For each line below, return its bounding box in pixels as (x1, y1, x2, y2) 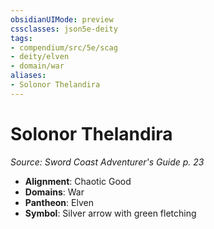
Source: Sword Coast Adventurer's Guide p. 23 (10, 156, 205, 168)
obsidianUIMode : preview (10, 14, 114, 25)
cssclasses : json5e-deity (10, 24, 118, 34)
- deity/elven (10, 52, 70, 62)
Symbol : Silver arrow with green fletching (24, 207, 197, 219)
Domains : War (24, 186, 85, 198)
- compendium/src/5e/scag (10, 42, 118, 53)
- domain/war (10, 61, 65, 71)
